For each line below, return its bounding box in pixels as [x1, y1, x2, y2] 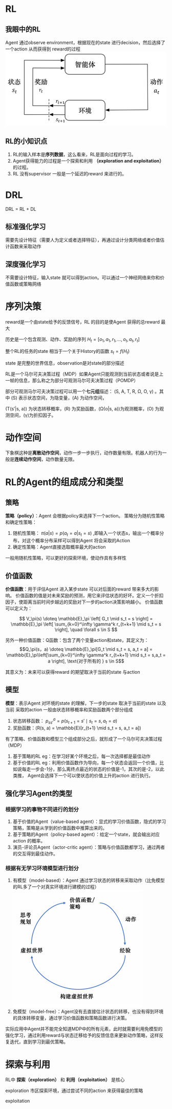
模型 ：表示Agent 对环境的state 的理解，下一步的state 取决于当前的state [5, 700, 156, 706]
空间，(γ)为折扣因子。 [9, 412, 56, 418]
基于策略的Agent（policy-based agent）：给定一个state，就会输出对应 [12, 831, 160, 837]
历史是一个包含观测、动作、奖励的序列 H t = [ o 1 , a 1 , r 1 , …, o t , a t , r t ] [5, 336, 140, 344]
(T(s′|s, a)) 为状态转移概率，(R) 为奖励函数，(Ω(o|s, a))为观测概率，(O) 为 [5, 405, 160, 412]
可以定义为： [5, 605, 32, 612]
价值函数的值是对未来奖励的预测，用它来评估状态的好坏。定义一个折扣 [15, 593, 164, 599]
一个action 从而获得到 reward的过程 [5, 46, 81, 52]
